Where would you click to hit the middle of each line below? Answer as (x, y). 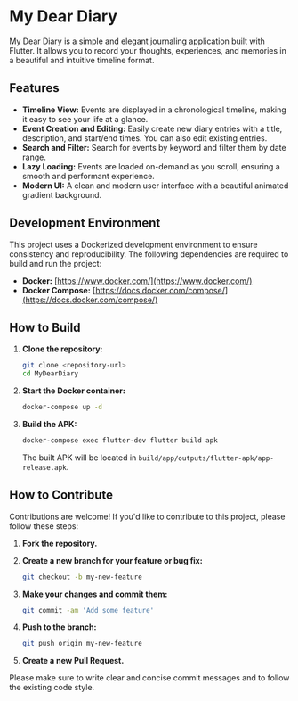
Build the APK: (49, 424)
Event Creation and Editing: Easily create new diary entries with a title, (152, 128)
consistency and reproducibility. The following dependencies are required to (149, 254)
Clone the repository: (62, 349)
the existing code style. (52, 688)
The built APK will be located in (79, 458)
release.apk (44, 467)
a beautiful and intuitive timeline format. (82, 60)
